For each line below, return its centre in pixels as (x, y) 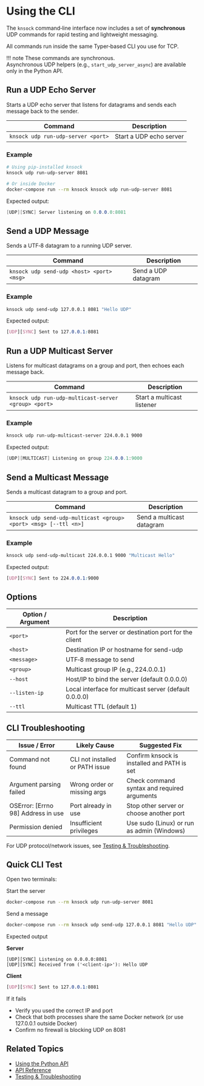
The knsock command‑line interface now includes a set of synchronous (96, 28)
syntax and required (155, 788)
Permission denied (36, 827)
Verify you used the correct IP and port (64, 1011)
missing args (88, 792)
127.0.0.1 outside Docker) (46, 1023)
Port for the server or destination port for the (129, 632)
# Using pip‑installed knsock (45, 167)
